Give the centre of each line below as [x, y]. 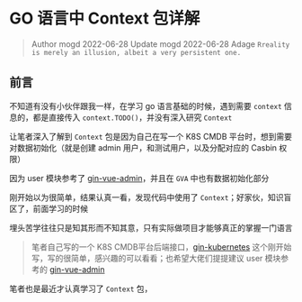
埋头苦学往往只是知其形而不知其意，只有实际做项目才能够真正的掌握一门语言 [151, 227]
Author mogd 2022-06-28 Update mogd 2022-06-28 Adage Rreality [160, 44]
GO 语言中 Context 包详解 [105, 18]
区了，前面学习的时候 [49, 208]
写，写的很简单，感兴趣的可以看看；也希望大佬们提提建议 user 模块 [156, 258]
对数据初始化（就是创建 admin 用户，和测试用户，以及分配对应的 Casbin [143, 147]
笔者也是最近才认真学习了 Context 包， [81, 288]
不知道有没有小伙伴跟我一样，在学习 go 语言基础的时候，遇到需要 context [146, 105]
